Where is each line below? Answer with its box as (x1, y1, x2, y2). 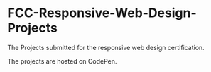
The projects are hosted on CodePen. (7, 56, 117, 65)
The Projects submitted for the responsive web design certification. (7, 43, 205, 52)
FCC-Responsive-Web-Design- (7, 5, 197, 21)
